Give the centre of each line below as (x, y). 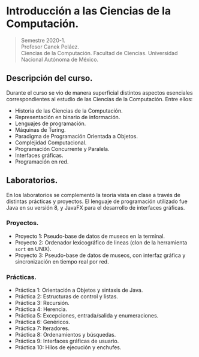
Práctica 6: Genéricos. (43, 322)
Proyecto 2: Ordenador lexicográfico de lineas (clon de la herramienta (101, 242)
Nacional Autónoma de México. (60, 59)
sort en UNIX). (33, 249)
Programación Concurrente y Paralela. (62, 149)
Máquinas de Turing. (40, 129)
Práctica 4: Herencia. (41, 309)
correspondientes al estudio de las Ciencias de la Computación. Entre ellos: (99, 99)
